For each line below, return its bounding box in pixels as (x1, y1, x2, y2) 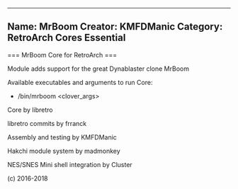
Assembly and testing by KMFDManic (7, 132, 117, 142)
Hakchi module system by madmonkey (7, 147, 120, 155)
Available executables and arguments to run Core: (7, 78, 153, 86)
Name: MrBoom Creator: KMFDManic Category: (7, 21, 223, 33)
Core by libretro (7, 105, 53, 114)
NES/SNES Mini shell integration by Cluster (7, 160, 132, 168)
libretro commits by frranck (7, 119, 87, 127)
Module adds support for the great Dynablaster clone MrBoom (7, 64, 190, 73)
